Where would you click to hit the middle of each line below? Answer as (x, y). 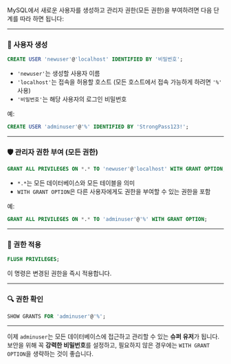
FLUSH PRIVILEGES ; (33, 259)
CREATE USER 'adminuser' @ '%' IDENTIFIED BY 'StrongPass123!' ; (98, 127)
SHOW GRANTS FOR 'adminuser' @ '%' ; (57, 316)
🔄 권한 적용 (24, 245)
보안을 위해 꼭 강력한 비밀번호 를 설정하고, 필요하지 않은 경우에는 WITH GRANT (109, 345)
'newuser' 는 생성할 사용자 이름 (58, 74)
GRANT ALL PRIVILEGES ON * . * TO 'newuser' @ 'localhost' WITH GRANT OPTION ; (117, 169)
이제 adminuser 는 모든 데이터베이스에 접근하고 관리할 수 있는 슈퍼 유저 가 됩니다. (113, 336)
